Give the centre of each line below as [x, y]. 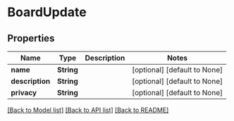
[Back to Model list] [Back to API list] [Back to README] [88, 110]
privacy [24, 93]
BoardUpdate [47, 12]
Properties [31, 38]
